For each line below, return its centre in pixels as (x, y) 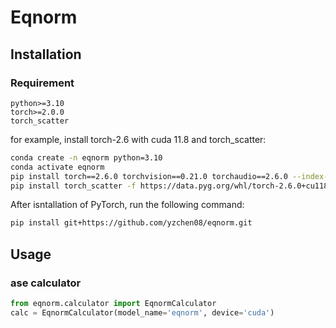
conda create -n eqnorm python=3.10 (86, 157)
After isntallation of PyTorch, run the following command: (127, 205)
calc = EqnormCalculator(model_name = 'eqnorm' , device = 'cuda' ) (142, 312)
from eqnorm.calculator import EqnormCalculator (113, 303)
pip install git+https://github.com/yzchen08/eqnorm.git (131, 223)
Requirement (42, 83)
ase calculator (46, 283)
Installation (46, 54)
